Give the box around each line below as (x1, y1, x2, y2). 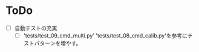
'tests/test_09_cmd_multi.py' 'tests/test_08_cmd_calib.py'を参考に (23, 32, 188, 39)
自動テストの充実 (14, 24, 57, 31)
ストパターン (23, 40, 56, 47)
